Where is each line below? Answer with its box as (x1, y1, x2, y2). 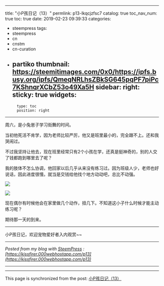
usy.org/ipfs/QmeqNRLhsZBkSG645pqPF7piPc (12, 75, 159, 84)
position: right (17, 108, 50, 113)
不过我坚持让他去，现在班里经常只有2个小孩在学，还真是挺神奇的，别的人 (5, 149, 153, 154)
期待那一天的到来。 (5, 216, 44, 222)
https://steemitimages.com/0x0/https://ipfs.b (12, 68, 157, 76)
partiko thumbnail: (12, 60, 70, 68)
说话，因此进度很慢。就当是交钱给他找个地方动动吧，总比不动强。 (5, 171, 138, 177)
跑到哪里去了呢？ (18, 154, 52, 160)
